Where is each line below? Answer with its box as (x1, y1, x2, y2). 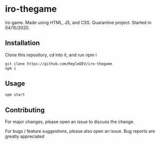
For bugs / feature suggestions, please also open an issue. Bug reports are (5, 128, 155, 134)
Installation (5, 39, 40, 47)
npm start (5, 92, 25, 97)
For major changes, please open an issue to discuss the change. (5, 119, 135, 124)
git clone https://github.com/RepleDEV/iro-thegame (5, 61, 112, 66)
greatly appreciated (5, 133, 45, 139)
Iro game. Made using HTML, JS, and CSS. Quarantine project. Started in (5, 20, 152, 25)
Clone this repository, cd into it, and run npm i (5, 52, 97, 58)
